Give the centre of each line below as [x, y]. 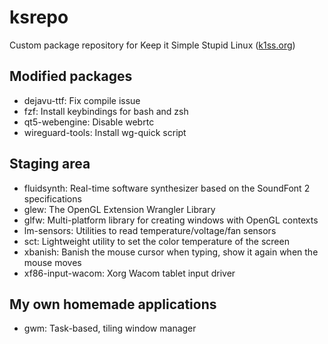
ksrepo [39, 17]
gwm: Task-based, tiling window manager [110, 328]
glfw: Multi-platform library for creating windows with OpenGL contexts [171, 220]
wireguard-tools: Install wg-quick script [105, 132]
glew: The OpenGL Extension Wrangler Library [119, 209]
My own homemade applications [113, 304]
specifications [52, 198]
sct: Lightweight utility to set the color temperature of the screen [156, 241]
